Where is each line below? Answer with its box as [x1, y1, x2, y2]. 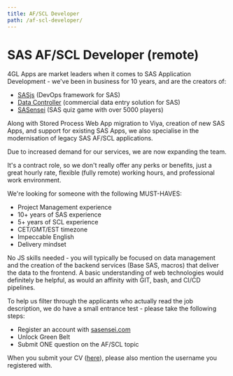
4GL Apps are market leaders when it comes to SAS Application [7, 70, 191, 78]
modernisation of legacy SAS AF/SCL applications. [7, 134, 153, 143]
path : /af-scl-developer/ [7, 17, 83, 24]
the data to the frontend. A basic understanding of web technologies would [7, 268, 224, 277]
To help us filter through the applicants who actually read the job [7, 297, 194, 305]
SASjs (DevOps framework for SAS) [17, 91, 121, 99]
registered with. [7, 361, 52, 370]
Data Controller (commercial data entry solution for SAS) [17, 99, 181, 107]
